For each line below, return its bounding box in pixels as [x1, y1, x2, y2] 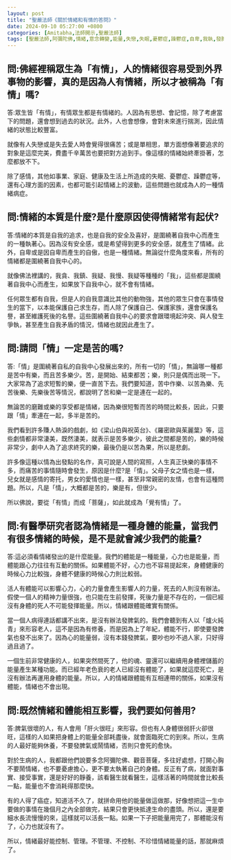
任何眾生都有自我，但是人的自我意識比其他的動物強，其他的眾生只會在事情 [7, 294, 218, 303]
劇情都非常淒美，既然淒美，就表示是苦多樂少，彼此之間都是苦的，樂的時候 [12, 434, 224, 443]
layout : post [7, 10, 45, 17]
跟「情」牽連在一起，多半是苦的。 [7, 411, 104, 419]
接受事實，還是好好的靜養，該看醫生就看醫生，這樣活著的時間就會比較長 [19, 773, 224, 782]
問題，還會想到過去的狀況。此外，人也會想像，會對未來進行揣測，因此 [19, 116, 218, 125]
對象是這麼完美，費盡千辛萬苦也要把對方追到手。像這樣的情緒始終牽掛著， [7, 149, 218, 157]
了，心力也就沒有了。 [7, 822, 67, 830]
